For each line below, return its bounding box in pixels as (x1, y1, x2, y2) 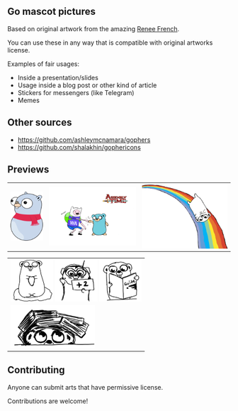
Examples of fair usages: (7, 60, 80, 68)
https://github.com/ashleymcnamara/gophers (17, 135, 151, 144)
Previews (7, 163, 50, 176)
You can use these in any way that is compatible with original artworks (7, 38, 213, 47)
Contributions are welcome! (7, 397, 89, 405)
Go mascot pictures (7, 6, 96, 18)
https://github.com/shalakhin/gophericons (17, 143, 142, 151)
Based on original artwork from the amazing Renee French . (7, 24, 179, 33)
